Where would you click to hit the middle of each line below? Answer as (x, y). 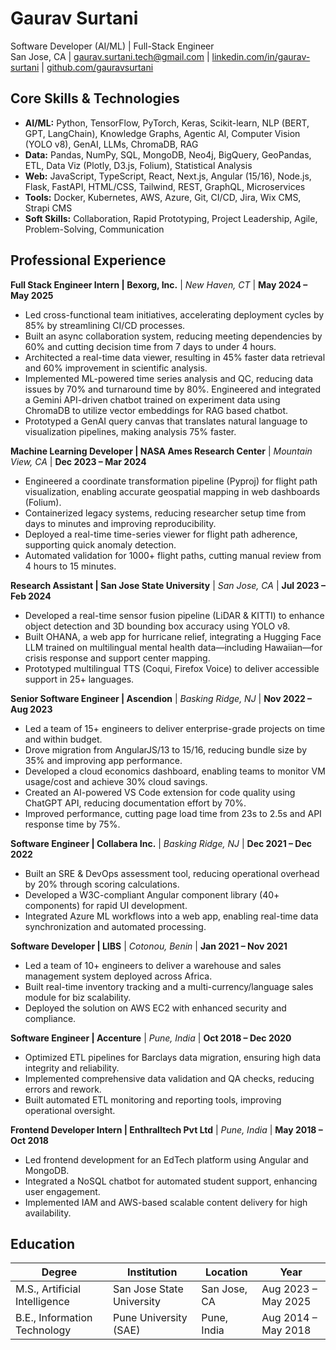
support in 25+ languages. (79, 679)
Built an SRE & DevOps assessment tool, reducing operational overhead (172, 873)
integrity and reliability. (72, 1068)
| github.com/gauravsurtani (97, 67)
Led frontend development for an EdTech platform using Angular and (166, 1159)
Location (226, 1272)
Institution (152, 1272)
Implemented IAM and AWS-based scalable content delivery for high (166, 1202)
